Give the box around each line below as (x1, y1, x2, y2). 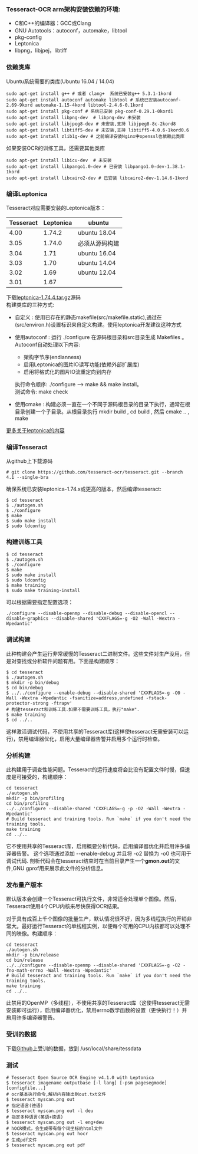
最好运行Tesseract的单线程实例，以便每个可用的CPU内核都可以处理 (21, 923, 186, 930)
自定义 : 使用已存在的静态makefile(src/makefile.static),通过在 (14, 314, 162, 321)
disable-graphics (6, 616, 49, 622)
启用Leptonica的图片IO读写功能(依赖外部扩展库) (23, 361, 140, 368)
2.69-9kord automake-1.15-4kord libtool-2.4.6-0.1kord (6, 102, 144, 108)
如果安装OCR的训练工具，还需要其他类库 (6, 144, 105, 152)
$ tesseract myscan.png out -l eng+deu (6, 1119, 104, 1125)
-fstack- (146, 695, 167, 701)
